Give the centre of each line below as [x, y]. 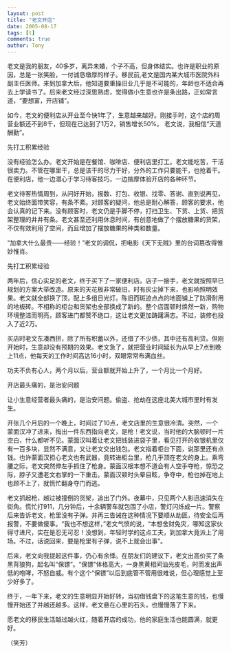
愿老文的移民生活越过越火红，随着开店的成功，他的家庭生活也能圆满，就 [109, 619]
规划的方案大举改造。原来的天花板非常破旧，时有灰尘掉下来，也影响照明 [109, 289]
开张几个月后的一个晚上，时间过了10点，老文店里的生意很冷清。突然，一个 [113, 423]
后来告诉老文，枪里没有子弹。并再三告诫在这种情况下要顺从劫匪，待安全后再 [115, 515]
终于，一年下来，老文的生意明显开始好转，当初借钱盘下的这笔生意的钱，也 [112, 596]
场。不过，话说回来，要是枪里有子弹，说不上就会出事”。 [87, 541]
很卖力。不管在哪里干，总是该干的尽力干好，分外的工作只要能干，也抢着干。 [115, 170]
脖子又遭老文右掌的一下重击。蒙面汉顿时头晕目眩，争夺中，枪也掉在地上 [121, 474]
